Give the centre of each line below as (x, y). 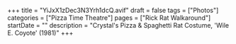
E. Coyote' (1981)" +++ (40, 33)
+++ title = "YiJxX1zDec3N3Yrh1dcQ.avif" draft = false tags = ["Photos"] (113, 10)
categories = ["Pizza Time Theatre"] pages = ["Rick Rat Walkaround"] (109, 18)
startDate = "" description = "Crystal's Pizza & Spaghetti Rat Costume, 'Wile (118, 25)
